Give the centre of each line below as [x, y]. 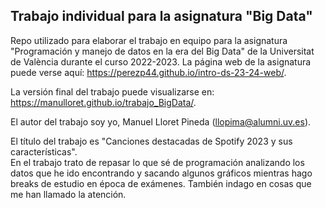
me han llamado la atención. [68, 194]
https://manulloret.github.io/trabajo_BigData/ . [103, 102]
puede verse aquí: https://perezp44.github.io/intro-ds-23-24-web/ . [148, 72]
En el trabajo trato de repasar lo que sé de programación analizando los [157, 162]
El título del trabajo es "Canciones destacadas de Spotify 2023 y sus [151, 141]
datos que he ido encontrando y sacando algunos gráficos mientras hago [161, 173]
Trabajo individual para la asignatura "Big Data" [161, 16]
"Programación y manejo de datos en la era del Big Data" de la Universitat [162, 51]
